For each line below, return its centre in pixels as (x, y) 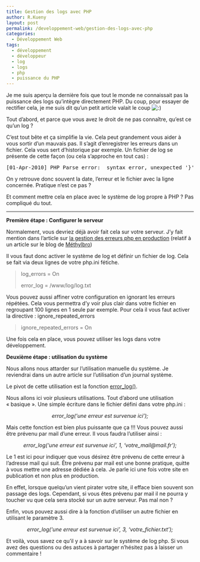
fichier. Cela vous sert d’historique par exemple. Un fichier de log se (90, 150)
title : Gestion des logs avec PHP (49, 12)
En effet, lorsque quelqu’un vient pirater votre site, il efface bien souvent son (100, 488)
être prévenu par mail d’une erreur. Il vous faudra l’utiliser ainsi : (84, 434)
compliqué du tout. (29, 203)
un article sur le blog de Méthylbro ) (49, 244)
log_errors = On (40, 274)
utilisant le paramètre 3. (35, 518)
